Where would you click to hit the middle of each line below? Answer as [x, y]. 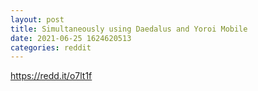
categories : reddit [51, 47]
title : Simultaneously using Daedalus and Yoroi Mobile [129, 29]
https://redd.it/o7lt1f [51, 76]
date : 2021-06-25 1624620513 [71, 38]
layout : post [37, 19]
